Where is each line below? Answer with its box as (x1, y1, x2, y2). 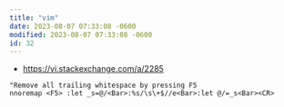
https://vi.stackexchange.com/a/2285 (22, 63, 164, 74)
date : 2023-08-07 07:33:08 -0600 (9, 22, 137, 31)
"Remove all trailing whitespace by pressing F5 (9, 81, 198, 91)
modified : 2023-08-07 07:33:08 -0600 (9, 30, 153, 39)
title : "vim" (9, 13, 59, 23)
